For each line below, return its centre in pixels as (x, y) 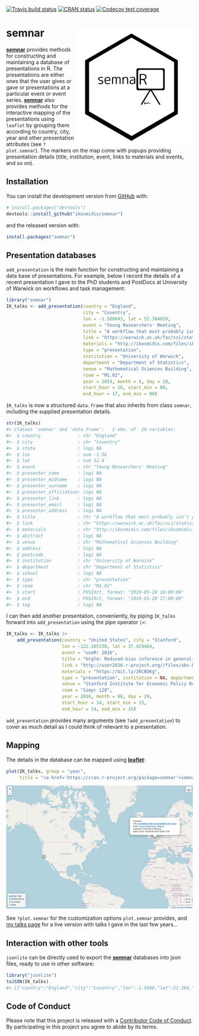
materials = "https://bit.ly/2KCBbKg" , (111, 671)
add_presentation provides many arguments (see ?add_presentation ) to (93, 720)
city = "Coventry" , (107, 312)
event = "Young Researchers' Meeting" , (132, 325)
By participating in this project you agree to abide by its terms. (82, 1027)
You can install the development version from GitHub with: (77, 196)
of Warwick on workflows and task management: (66, 288)
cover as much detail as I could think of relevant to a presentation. (87, 726)
